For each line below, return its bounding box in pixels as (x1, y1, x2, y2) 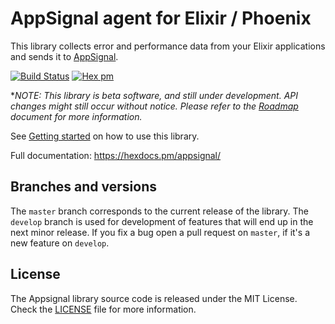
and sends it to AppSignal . (10, 50, 119, 62)
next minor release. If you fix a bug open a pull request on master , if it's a (10, 226, 310, 238)
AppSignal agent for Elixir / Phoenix (10, 7, 312, 30)
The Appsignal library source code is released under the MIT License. (10, 292, 298, 304)
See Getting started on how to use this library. (10, 130, 200, 142)
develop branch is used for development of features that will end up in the (10, 215, 314, 227)
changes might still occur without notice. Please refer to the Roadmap (10, 100, 299, 112)
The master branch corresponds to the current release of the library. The (10, 205, 309, 217)
